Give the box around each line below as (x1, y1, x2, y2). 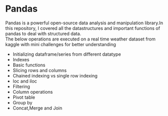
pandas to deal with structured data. (5, 30, 81, 36)
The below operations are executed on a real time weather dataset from (5, 36, 156, 42)
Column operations (12, 89, 53, 95)
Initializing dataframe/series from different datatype (12, 51, 121, 57)
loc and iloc (12, 78, 37, 84)
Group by (12, 99, 33, 105)
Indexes (12, 56, 30, 62)
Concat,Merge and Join (12, 105, 63, 111)
